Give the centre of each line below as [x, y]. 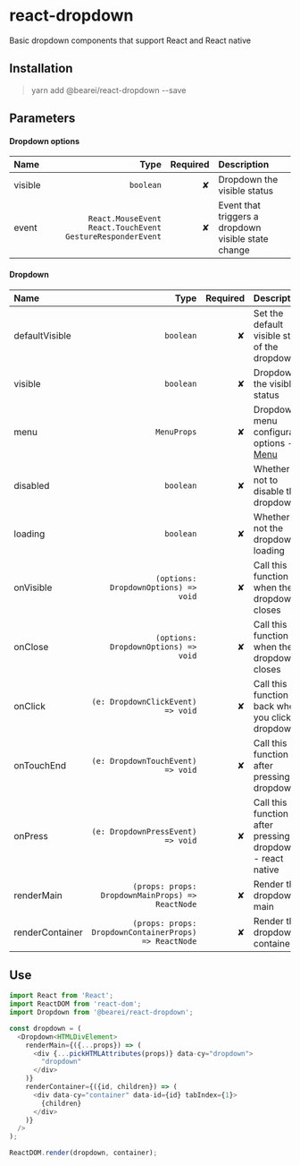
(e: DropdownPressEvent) [144, 831]
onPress [31, 836]
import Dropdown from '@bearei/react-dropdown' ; [101, 1013]
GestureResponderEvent [114, 237]
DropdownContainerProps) [144, 932]
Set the [268, 313]
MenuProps [176, 432]
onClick [30, 706]
